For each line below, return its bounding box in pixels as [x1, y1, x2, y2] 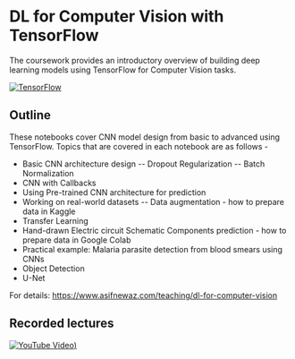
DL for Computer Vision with [9, 6, 224, 27]
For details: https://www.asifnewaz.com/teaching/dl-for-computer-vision [9, 289, 278, 301]
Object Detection [21, 262, 85, 274]
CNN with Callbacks [21, 177, 97, 188]
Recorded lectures [9, 316, 114, 331]
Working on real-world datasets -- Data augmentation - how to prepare [21, 196, 284, 207]
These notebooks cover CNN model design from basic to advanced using [9, 132, 280, 142]
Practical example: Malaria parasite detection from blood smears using [21, 244, 283, 254]
